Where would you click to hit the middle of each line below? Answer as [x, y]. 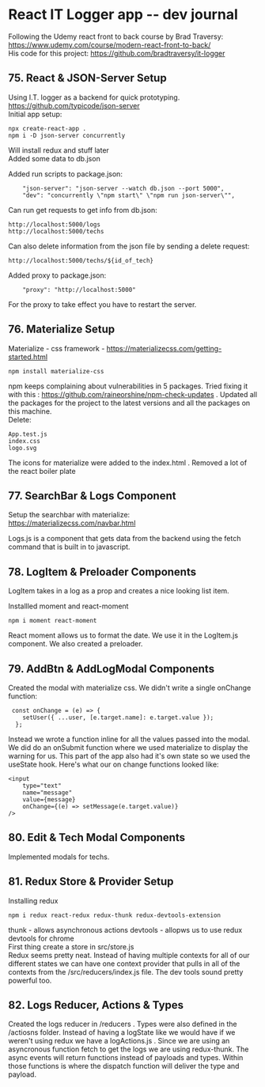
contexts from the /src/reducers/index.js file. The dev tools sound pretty [126, 971]
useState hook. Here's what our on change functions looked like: [114, 764]
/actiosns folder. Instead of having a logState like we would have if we [122, 1032]
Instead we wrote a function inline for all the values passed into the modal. [129, 739]
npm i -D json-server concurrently [67, 135]
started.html [28, 357]
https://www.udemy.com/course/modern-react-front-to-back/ [110, 44]
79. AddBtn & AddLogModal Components [112, 669]
